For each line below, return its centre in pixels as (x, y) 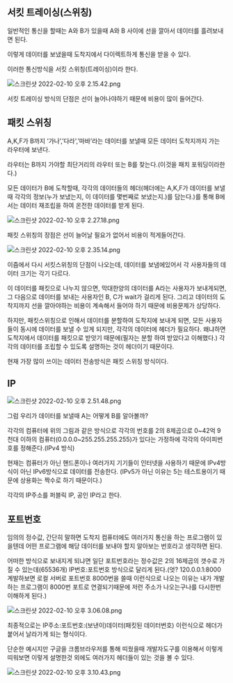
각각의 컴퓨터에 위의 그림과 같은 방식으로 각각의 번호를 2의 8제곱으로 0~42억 (111, 431)
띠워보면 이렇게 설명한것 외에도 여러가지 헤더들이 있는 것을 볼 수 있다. (101, 658)
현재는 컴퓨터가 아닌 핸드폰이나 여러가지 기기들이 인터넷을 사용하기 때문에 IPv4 (114, 463)
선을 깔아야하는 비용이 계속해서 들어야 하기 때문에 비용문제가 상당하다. (126, 305)
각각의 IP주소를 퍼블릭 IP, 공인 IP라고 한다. (64, 495)
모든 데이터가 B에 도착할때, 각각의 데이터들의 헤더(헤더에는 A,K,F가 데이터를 (110, 187)
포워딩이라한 (208, 164)
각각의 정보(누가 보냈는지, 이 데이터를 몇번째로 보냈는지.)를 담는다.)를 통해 (114, 197)
